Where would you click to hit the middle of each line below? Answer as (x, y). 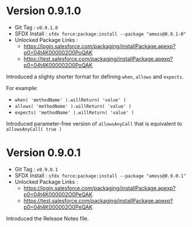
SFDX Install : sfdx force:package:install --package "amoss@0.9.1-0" (100, 33)
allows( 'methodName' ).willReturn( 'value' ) (73, 106)
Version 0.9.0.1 (43, 153)
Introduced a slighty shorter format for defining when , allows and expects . (95, 76)
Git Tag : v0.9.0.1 (36, 169)
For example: (22, 88)
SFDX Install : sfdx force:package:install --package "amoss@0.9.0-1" (100, 175)
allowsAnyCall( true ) (34, 129)
